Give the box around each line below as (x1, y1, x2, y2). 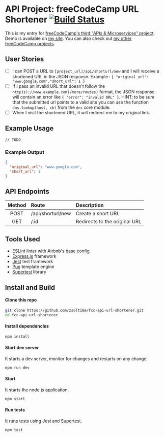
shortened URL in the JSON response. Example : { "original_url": (12, 73, 149, 79)
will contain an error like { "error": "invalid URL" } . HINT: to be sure (12, 94, 155, 100)
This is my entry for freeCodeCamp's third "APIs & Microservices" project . (5, 30, 155, 36)
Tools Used (5, 235, 40, 243)
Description (76, 202, 104, 209)
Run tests (5, 407, 25, 413)
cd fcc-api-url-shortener (5, 312, 58, 317)
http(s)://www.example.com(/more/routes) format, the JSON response (12, 89, 155, 95)
